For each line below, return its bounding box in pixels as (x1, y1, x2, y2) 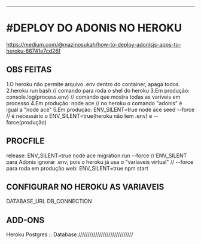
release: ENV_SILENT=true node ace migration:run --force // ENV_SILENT (6, 152, 187, 159)
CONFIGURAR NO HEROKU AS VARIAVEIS (6, 182, 165, 192)
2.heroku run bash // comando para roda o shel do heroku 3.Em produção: (6, 87, 190, 94)
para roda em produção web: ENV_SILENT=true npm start (6, 164, 148, 172)
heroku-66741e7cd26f (6, 47, 61, 54)
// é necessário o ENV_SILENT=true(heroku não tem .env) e (6, 112, 153, 120)
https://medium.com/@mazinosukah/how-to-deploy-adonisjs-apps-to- (6, 41, 181, 48)
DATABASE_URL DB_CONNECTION (6, 198, 92, 205)
